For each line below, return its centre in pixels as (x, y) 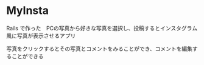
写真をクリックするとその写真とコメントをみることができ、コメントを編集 (100, 49)
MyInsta (27, 11)
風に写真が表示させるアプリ (41, 36)
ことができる (27, 56)
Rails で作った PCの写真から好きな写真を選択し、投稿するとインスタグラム (102, 28)
